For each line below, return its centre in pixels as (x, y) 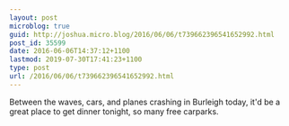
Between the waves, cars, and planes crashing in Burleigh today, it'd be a (145, 102)
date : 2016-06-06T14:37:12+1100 (70, 51)
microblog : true (39, 26)
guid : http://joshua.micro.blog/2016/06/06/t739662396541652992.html (142, 34)
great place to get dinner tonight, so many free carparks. (114, 111)
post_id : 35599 (38, 43)
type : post (30, 68)
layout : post (34, 18)
